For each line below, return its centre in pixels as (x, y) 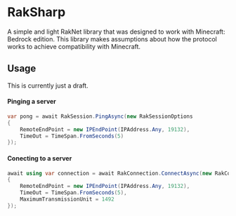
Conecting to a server (40, 158)
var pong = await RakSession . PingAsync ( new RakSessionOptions (100, 116)
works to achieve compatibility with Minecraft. (74, 46)
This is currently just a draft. (48, 86)
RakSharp (37, 12)
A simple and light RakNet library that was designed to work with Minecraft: (116, 32)
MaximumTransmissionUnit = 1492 (67, 200)
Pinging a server (32, 102)
